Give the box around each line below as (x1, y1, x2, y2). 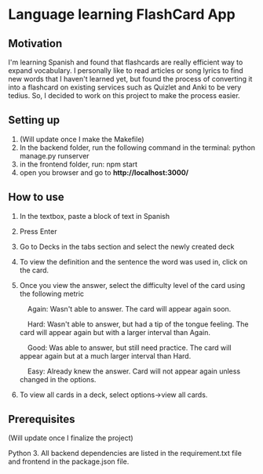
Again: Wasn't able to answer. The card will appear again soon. (27, 304, 232, 313)
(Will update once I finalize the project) (8, 433, 133, 443)
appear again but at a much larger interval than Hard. (19, 351, 192, 360)
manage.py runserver (19, 151, 89, 160)
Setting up (8, 114, 60, 127)
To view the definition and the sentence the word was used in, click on (19, 257, 248, 266)
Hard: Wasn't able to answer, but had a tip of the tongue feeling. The (27, 319, 249, 329)
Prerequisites (8, 413, 75, 426)
